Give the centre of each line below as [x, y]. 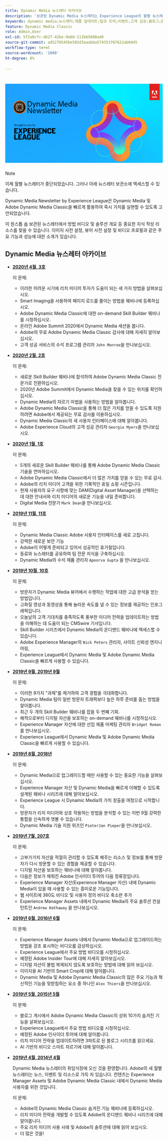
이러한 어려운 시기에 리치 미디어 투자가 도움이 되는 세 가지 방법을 [82, 288]
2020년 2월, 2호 [29, 355]
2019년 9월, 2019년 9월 [36, 672]
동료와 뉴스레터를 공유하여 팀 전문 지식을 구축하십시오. [73, 554]
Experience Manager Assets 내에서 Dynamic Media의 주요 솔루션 [85, 902]
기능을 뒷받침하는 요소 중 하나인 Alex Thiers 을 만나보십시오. [92, 983]
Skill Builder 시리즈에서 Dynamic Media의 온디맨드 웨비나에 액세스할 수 [90, 629]
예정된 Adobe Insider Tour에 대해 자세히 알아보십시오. [73, 958]
